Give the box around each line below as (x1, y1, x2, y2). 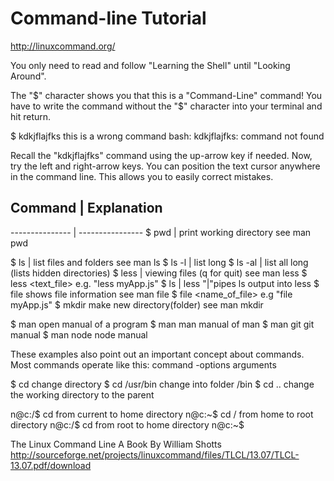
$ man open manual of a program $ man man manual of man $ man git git (10, 318, 315, 330)
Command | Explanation (10, 200, 163, 217)
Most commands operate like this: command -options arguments (10, 358, 277, 371)
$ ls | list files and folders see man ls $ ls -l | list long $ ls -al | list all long (10, 256, 309, 268)
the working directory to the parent (10, 388, 155, 401)
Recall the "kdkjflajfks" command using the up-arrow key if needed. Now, (10, 149, 313, 161)
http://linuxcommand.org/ (10, 40, 116, 52)
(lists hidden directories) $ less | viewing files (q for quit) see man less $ (10, 267, 308, 279)
